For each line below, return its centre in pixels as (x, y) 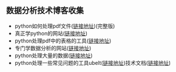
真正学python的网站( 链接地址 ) (51, 33)
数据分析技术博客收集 (45, 11)
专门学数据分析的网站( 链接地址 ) (53, 48)
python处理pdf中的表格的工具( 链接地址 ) (63, 41)
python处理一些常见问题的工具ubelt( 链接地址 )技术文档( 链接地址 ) (93, 63)
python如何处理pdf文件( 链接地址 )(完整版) (65, 26)
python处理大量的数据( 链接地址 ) (53, 55)
